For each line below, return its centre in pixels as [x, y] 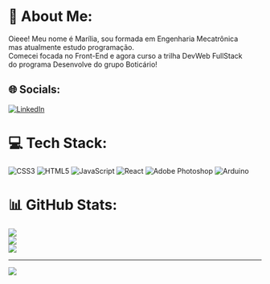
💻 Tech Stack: [58, 143]
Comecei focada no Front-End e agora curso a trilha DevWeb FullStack [125, 56]
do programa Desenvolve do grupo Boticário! [83, 64]
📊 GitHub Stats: [63, 205]
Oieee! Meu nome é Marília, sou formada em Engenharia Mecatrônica [123, 39]
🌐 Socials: [35, 90]
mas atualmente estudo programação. [72, 47]
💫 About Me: [51, 16]
